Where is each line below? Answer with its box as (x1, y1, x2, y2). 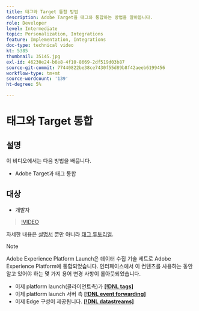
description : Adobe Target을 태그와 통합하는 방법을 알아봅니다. (6, 14, 153, 20)
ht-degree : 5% (6, 82, 42, 88)
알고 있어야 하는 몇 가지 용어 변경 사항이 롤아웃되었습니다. (6, 270, 141, 277)
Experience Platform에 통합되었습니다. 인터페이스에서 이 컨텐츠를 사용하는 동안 (6, 262, 194, 270)
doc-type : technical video (6, 43, 74, 49)
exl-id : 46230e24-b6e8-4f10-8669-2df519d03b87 (6, 59, 125, 65)
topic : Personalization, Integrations (6, 31, 103, 37)
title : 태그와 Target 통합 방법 (6, 8, 79, 15)
